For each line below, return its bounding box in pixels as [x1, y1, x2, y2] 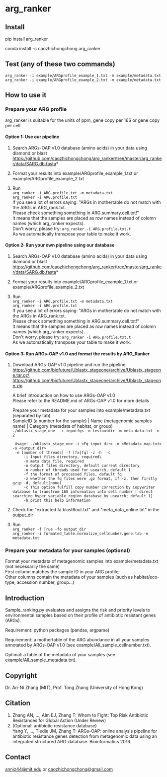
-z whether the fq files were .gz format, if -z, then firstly [23, 476, 158, 481]
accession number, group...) [16, 579, 75, 585]
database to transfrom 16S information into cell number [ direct [12, 489, 153, 494]
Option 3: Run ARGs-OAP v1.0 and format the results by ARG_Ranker [5, 351, 150, 357]
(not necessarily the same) [5, 563, 60, 569]
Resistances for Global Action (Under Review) [12, 717, 106, 723]
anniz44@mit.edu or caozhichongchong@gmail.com [5, 766, 113, 772]
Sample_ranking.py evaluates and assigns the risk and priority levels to [5, 607, 151, 613]
